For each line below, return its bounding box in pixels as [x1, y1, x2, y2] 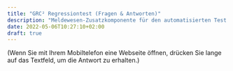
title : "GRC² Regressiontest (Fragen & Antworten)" [7, 10, 161, 17]
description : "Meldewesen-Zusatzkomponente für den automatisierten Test [7, 17, 227, 24]
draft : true [7, 29, 42, 37]
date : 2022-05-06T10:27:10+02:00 [7, 23, 105, 30]
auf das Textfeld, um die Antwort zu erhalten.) [7, 56, 140, 65]
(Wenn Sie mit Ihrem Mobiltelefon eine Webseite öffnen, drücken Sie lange [7, 49, 222, 57]
